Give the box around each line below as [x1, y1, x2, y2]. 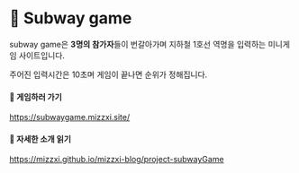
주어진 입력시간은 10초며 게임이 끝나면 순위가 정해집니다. [9, 69, 208, 80]
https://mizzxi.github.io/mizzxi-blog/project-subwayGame [9, 154, 224, 165]
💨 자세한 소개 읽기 [9, 134, 72, 144]
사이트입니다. [18, 49, 66, 61]
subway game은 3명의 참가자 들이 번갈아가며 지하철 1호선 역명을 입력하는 [9, 39, 267, 49]
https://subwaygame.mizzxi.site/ [9, 112, 131, 123]
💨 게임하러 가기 [9, 91, 63, 102]
